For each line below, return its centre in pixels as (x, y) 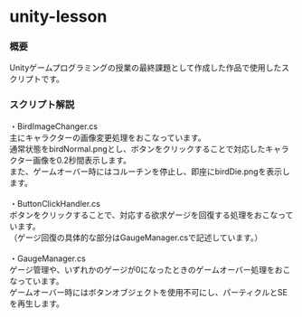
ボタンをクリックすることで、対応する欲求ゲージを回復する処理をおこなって (151, 215)
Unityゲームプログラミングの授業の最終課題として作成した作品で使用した (146, 68)
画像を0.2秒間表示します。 (82, 160)
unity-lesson (58, 17)
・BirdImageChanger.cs (53, 126)
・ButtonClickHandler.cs (55, 203)
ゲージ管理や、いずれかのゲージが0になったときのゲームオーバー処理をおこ (150, 269)
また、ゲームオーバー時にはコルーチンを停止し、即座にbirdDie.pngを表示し (150, 171)
